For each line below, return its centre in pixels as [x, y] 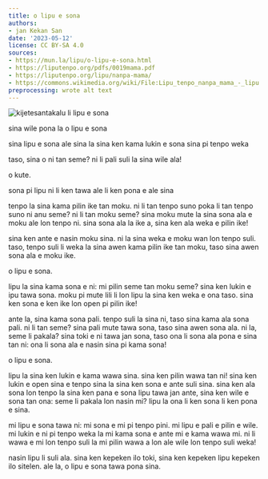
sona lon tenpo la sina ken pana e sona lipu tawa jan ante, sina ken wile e [129, 392]
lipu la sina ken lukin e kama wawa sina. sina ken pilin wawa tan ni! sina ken [133, 376]
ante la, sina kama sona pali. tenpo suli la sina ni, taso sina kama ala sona [129, 319]
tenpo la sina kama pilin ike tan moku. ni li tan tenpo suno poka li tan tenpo [131, 206]
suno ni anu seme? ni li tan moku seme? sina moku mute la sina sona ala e [130, 215]
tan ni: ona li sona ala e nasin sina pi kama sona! [87, 344]
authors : [23, 23]
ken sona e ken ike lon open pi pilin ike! [73, 304]
